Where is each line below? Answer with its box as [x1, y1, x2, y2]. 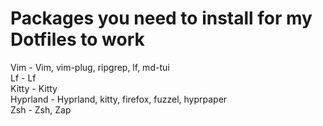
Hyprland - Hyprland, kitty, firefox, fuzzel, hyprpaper [10, 93, 228, 105]
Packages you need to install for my [10, 7, 313, 30]
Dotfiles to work [10, 28, 145, 51]
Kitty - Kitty [10, 82, 58, 94]
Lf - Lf [10, 72, 37, 84]
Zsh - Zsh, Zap [10, 103, 72, 116]
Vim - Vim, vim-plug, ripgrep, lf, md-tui [10, 61, 170, 73]
